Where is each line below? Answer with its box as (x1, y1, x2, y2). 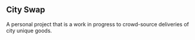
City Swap (6, 5, 45, 15)
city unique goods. (6, 27, 52, 34)
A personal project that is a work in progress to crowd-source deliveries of (6, 20, 189, 27)
